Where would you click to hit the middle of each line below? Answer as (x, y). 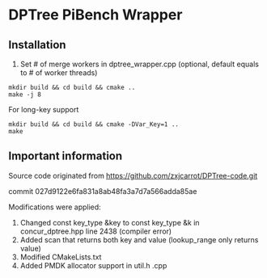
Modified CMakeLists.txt (61, 257)
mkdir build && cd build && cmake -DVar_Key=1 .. (94, 124)
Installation (37, 45)
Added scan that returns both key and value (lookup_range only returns (139, 239)
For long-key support (44, 110)
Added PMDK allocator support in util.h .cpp (93, 265)
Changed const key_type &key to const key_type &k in (110, 222)
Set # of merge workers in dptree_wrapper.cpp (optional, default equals (139, 64)
